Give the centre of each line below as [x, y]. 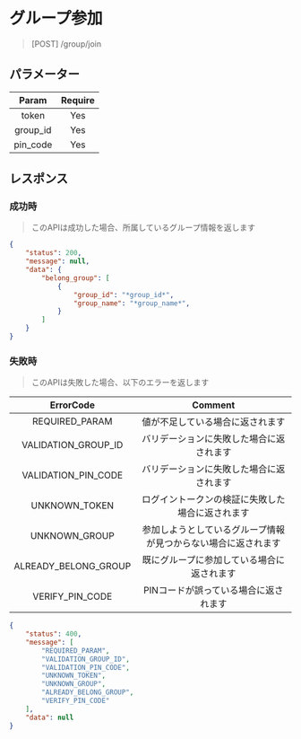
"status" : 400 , [54, 634]
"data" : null [50, 717]
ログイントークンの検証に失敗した [214, 499]
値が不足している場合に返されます [214, 422]
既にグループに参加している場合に [213, 560]
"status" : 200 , [54, 253]
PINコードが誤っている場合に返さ [213, 591]
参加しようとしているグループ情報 [213, 530]
